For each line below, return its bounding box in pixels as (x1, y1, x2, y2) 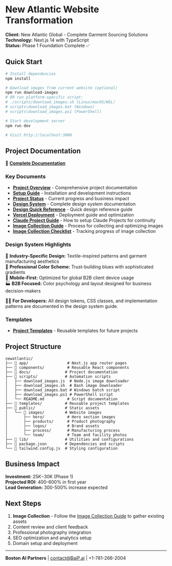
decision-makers (5, 287, 41, 294)
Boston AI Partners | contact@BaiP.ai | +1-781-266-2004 (5, 555, 126, 561)
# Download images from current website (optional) (5, 85, 118, 90)
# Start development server (5, 118, 66, 124)
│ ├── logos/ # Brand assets (5, 423, 100, 428)
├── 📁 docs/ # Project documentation (5, 369, 118, 375)
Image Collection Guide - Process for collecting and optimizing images (12, 223, 163, 229)
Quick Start (5, 57, 42, 66)
